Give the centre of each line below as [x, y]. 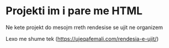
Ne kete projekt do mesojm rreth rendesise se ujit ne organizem [84, 27]
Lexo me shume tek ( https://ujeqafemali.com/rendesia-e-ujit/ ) [82, 39]
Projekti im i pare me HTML [74, 11]
